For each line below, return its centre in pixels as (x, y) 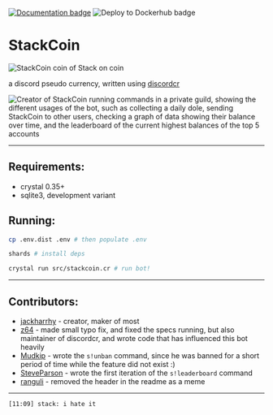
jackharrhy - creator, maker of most (80, 321)
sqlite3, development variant (68, 195)
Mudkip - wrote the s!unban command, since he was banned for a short (140, 356)
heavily (32, 347)
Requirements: (47, 167)
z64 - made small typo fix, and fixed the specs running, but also (127, 330)
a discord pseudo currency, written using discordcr (94, 83)
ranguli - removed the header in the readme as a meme (113, 381)
